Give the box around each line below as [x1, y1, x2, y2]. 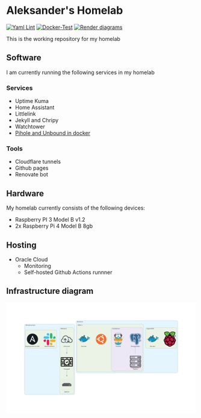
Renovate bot [14, 171, 48, 178]
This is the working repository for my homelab [6, 35, 120, 42]
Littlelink [14, 110, 36, 117]
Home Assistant [14, 104, 55, 111]
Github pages [14, 164, 49, 172]
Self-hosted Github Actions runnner [23, 269, 113, 276]
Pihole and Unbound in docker [14, 129, 91, 137]
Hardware [6, 188, 44, 199]
